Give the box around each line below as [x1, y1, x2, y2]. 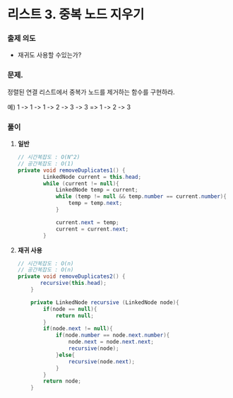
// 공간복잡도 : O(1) [17, 160, 74, 167]
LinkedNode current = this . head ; [43, 173, 142, 180]
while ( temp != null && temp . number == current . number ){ [55, 193, 227, 200]
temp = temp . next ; [68, 199, 123, 207]
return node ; [43, 377, 81, 385]
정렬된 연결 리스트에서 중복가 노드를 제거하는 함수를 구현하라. [7, 88, 175, 96]
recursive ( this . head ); [40, 280, 107, 287]
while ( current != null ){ [43, 180, 119, 187]
